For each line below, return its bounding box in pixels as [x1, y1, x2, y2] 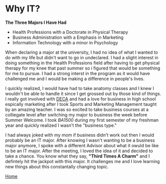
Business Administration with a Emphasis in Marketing [12, 34, 124, 40]
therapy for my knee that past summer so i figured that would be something [5, 65, 161, 71]
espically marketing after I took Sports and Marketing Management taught [5, 101, 157, 107]
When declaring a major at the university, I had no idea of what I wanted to [5, 49, 158, 55]
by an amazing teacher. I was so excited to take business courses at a [5, 106, 149, 112]
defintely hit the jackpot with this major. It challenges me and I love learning [5, 158, 160, 164]
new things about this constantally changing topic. [5, 164, 109, 170]
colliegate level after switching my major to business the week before [5, 111, 148, 117]
